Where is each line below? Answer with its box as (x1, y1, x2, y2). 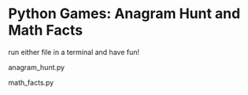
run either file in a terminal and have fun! (8, 47, 140, 57)
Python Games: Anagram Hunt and (8, 5, 241, 23)
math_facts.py (8, 78, 54, 87)
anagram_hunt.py (8, 62, 65, 71)
